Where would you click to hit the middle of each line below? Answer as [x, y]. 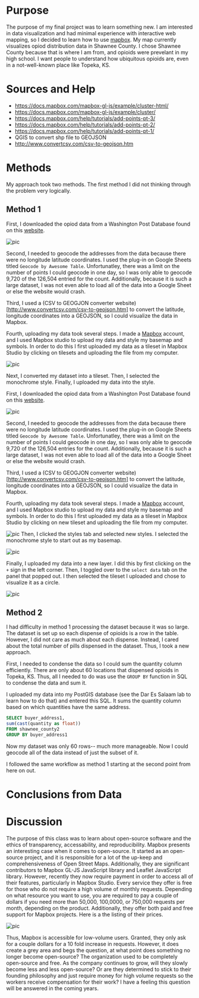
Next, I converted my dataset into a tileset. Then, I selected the [83, 375]
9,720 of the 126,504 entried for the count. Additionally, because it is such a [99, 279]
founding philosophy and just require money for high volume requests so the [100, 976]
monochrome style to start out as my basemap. [64, 540]
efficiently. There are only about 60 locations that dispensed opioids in [93, 670]
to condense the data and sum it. [47, 683]
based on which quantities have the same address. [68, 707]
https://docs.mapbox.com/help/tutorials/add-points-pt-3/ [85, 118]
